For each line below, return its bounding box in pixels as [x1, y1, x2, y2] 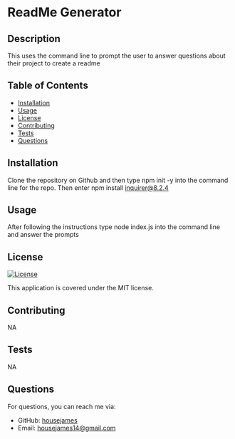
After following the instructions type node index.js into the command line [7, 223, 221, 231]
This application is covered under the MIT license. [7, 284, 155, 292]
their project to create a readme [7, 59, 101, 68]
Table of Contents [7, 80, 89, 92]
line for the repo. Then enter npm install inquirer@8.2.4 [7, 183, 169, 192]
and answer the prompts [7, 231, 80, 239]
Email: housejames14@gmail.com [17, 423, 116, 432]
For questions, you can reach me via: [7, 402, 116, 411]
